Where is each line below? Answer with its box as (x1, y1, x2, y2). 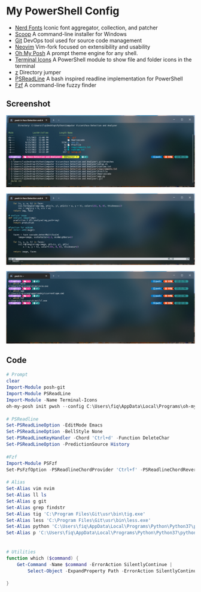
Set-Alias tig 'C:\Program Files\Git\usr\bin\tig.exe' (6, 511, 146, 517)
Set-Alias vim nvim (6, 486, 55, 492)
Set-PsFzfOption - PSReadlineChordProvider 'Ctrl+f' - (6, 467, 144, 473)
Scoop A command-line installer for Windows (14, 30, 127, 37)
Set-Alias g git (6, 498, 47, 504)
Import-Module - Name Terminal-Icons (6, 397, 98, 403)
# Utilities (6, 549, 36, 555)
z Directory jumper (14, 68, 62, 76)
